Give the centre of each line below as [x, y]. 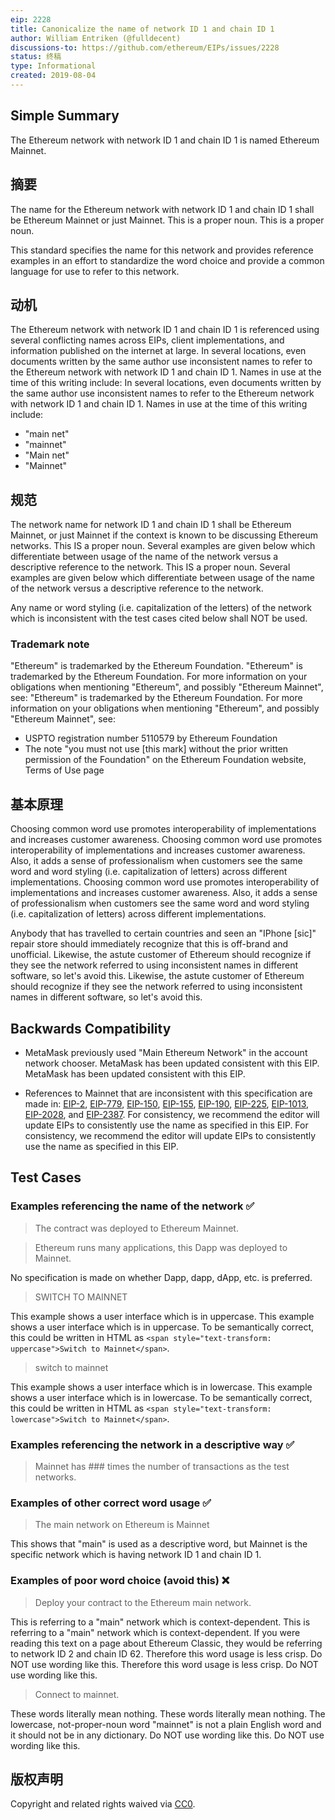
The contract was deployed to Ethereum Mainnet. [136, 1228]
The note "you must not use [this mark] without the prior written [156, 749]
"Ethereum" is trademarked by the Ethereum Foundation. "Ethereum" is [156, 666]
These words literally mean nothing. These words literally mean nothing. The [168, 1713]
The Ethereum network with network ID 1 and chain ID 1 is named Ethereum [165, 140]
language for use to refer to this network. [95, 271]
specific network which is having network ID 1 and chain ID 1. [136, 1555]
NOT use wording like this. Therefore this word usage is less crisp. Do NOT [164, 1664]
